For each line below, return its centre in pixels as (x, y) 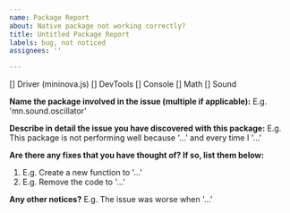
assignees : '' (36, 51)
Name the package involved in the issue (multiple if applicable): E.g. (138, 102)
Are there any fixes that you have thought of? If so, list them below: (136, 155)
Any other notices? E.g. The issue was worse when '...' (111, 200)
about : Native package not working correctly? (98, 26)
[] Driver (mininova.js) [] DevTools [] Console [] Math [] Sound (123, 84)
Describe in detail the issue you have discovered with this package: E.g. (145, 128)
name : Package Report (50, 17)
